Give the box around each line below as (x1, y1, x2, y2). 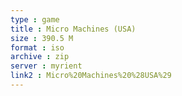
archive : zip (10, 52, 70, 62)
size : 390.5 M (10, 33, 74, 43)
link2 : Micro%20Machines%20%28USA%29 (10, 71, 172, 81)
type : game (10, 14, 60, 25)
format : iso (10, 42, 65, 53)
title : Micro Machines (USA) (10, 24, 137, 34)
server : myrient (10, 61, 83, 71)
